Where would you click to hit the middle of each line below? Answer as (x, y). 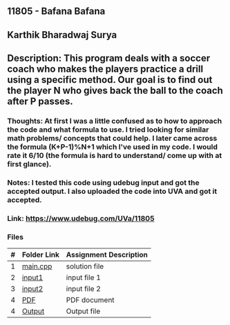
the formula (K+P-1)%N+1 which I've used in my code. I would (113, 147)
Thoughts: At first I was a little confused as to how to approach (115, 121)
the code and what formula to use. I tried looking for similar (108, 130)
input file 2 (84, 289)
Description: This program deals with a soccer (109, 58)
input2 (32, 289)
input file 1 (84, 277)
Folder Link (41, 255)
